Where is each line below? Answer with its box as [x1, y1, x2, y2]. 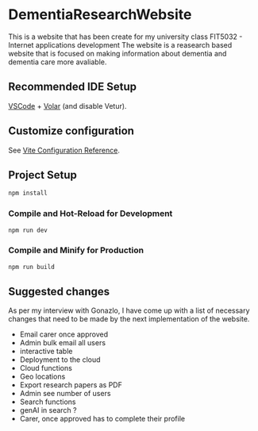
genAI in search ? [19, 406, 77, 415]
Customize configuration [8, 125, 135, 138]
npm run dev [8, 226, 48, 234]
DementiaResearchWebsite [8, 6, 192, 24]
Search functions [19, 397, 76, 406]
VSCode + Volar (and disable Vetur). [8, 101, 127, 110]
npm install [8, 189, 48, 198]
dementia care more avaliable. [8, 57, 107, 67]
